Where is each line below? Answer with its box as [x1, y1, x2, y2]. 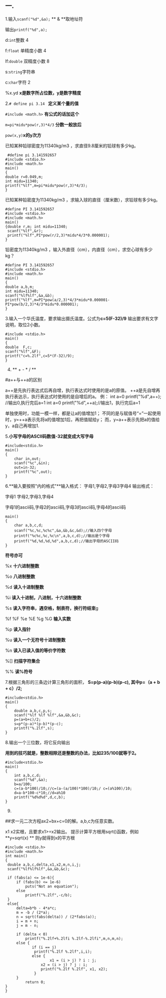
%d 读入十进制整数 [5, 584, 44, 590]
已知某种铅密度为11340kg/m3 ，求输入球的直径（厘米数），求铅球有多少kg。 [5, 196, 161, 202]
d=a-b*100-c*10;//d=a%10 [14, 790, 66, 795]
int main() [5, 853, 28, 858]
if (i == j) [31, 945, 57, 950]
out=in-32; [14, 465, 37, 470]
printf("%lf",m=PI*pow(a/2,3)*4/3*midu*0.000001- [5, 297, 110, 302]
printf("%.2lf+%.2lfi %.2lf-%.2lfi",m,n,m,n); [25, 936, 123, 941]
